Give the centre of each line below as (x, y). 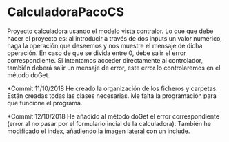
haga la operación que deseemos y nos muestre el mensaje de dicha (105, 45)
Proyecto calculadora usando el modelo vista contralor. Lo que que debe (110, 31)
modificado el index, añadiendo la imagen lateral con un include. (99, 131)
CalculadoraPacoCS (66, 12)
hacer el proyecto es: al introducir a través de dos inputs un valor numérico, (115, 38)
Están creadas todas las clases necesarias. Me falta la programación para (112, 95)
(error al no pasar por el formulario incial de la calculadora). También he (109, 123)
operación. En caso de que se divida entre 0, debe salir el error (97, 53)
